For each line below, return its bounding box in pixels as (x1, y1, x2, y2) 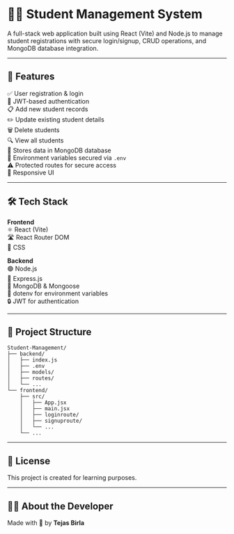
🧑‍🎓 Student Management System (7, 6, 203, 22)
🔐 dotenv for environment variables (7, 289, 109, 298)
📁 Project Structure (7, 326, 92, 338)
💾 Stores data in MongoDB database (7, 146, 111, 154)
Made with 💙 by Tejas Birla (7, 519, 85, 527)
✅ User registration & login (7, 89, 84, 97)
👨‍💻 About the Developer (7, 500, 114, 512)
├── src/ (19, 393, 45, 400)
